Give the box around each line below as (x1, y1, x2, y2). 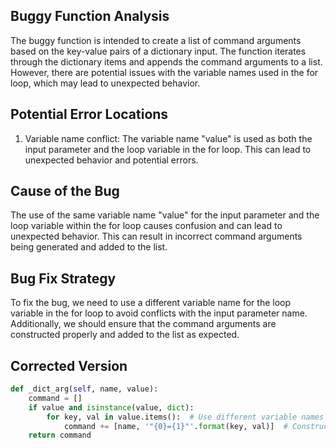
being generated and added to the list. (10, 241, 168, 253)
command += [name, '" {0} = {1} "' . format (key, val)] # (63, 421, 288, 431)
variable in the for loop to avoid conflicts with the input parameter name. (10, 307, 308, 319)
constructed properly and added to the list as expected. (10, 329, 240, 341)
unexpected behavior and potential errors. (24, 154, 199, 166)
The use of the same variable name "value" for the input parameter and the (10, 209, 320, 221)
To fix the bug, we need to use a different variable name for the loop (10, 297, 292, 309)
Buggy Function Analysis (10, 8, 170, 25)
